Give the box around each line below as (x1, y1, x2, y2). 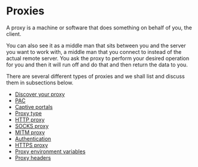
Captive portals (14, 103, 53, 110)
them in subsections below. (6, 79, 74, 86)
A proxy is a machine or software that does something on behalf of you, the (6, 24, 193, 31)
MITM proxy (14, 129, 45, 136)
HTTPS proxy (14, 141, 48, 148)
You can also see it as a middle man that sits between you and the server (6, 42, 187, 49)
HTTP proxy (14, 116, 45, 123)
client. (6, 30, 22, 37)
